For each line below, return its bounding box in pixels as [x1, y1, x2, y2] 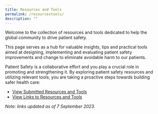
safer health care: [5, 79, 40, 85]
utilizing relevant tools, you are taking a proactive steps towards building [5, 74, 150, 80]
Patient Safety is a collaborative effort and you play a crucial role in [5, 64, 140, 70]
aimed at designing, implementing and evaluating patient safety [5, 49, 132, 55]
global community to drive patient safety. [5, 35, 88, 40]
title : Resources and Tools [5, 7, 62, 12]
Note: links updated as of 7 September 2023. [5, 103, 96, 110]
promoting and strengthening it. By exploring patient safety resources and [5, 69, 153, 75]
